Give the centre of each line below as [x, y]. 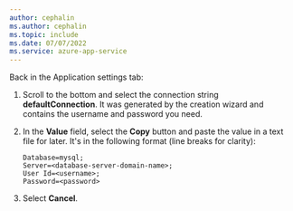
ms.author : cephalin [48, 26]
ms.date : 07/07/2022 [48, 43]
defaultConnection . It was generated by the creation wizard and [143, 104]
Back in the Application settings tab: [76, 77]
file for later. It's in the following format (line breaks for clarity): [139, 141]
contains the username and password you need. [113, 114]
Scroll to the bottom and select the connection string [120, 95]
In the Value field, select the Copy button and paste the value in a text [153, 131]
